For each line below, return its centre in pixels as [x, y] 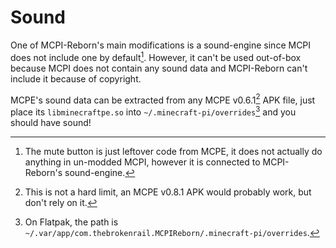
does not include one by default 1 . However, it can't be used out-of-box [156, 56]
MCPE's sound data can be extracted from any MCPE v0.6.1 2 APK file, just [163, 99]
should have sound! [51, 122]
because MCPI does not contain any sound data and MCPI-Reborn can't [159, 68]
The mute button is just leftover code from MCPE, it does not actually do [173, 151]
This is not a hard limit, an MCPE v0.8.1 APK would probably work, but [168, 192]
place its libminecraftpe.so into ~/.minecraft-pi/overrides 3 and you [153, 111]
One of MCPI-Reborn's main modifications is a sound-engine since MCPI [161, 45]
